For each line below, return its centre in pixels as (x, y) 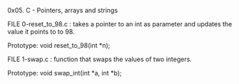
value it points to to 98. (41, 32)
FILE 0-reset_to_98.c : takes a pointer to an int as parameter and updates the (120, 24)
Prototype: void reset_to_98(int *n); (59, 45)
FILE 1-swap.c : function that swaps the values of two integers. (100, 59)
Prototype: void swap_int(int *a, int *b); (65, 73)
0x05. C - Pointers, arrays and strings (63, 10)
